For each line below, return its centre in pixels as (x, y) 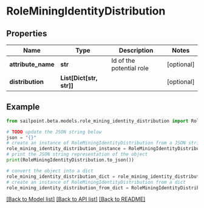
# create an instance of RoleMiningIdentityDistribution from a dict (96, 182)
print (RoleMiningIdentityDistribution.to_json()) (70, 160)
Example (23, 107)
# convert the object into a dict (50, 171)
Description (136, 50)
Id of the (123, 60)
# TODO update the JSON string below (54, 132)
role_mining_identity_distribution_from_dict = (68, 188)
